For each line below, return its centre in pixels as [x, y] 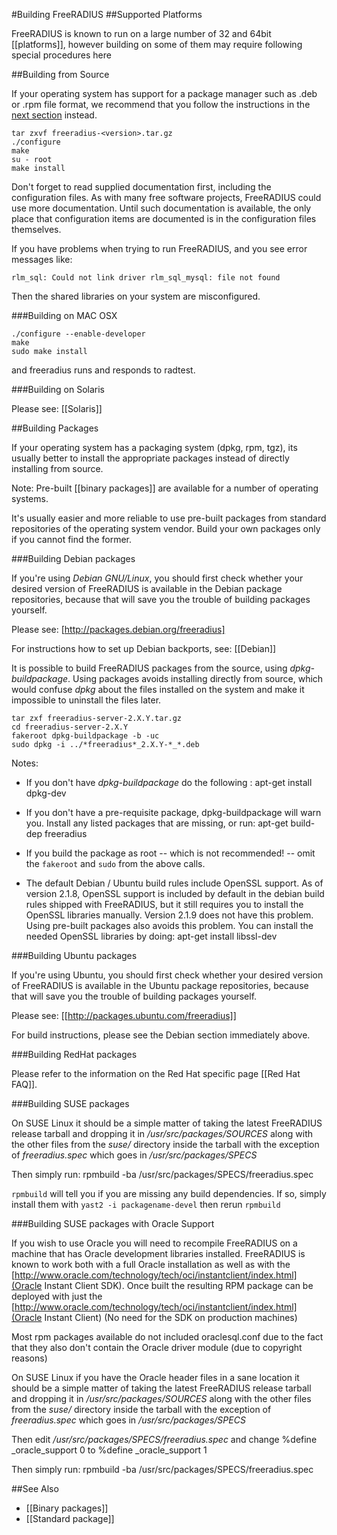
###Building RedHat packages [74, 1054]
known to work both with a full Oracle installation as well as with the [151, 1264]
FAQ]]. [24, 1084]
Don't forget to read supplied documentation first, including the [141, 187]
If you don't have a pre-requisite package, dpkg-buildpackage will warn [173, 812]
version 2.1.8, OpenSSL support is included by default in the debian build [175, 893]
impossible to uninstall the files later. [86, 700]
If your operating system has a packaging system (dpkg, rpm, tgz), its [154, 447]
